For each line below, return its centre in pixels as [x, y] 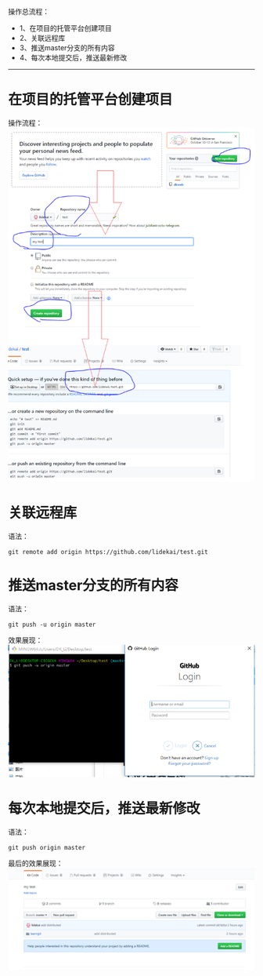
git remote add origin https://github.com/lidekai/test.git [108, 552]
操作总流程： [29, 11]
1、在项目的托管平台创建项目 [65, 28]
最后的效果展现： [36, 863]
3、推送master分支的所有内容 [67, 48]
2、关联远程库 [42, 38]
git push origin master [47, 847]
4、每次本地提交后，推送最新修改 [73, 58]
